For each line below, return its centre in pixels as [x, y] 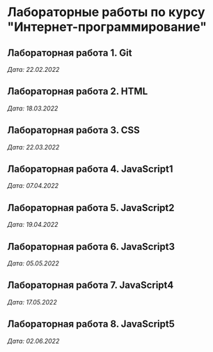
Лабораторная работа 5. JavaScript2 [91, 208]
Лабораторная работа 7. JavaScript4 [90, 285]
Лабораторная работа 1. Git [70, 53]
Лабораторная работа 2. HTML [78, 91]
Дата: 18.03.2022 [33, 108]
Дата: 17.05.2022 [32, 302]
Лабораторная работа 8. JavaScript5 [91, 324]
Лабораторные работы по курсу [106, 12]
